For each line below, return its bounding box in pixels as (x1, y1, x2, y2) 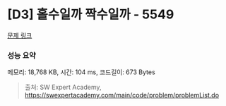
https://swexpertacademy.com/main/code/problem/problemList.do (24, 91, 220, 100)
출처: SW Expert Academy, (24, 83, 102, 92)
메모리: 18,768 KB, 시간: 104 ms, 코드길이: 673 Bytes (7, 68, 155, 76)
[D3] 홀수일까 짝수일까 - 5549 (7, 6, 174, 23)
